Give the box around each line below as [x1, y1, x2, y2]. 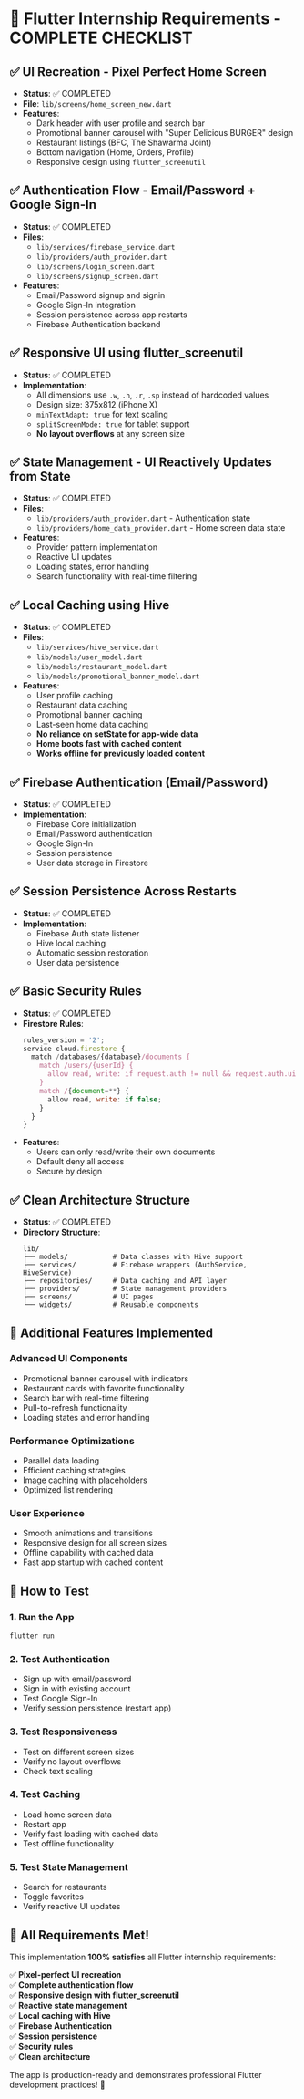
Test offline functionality [22, 1837, 114, 1849]
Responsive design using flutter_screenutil [35, 157, 207, 167]
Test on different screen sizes [22, 1746, 135, 1757]
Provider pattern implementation [35, 542, 157, 553]
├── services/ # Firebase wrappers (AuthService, [22, 1260, 248, 1270]
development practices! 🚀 [9, 2079, 106, 2090]
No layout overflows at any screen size [35, 428, 185, 439]
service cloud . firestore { [22, 1044, 126, 1053]
